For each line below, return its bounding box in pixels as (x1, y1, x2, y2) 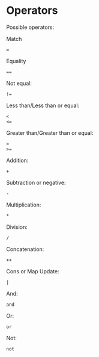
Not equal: (6, 79, 32, 87)
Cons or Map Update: (6, 267, 59, 275)
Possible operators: (6, 23, 55, 31)
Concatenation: (6, 245, 44, 253)
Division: (6, 223, 28, 231)
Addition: (6, 157, 29, 164)
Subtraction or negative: (6, 179, 66, 186)
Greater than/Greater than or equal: (6, 129, 94, 136)
